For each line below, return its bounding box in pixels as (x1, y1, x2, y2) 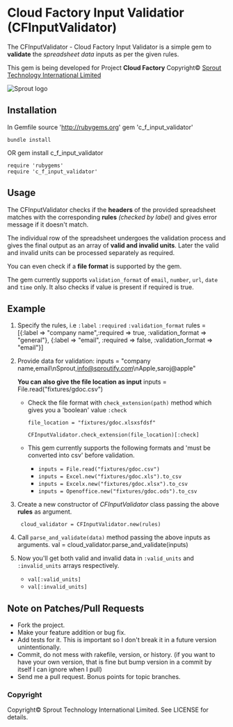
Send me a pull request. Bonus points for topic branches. (17, 673, 181, 681)
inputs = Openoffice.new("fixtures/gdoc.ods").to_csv (38, 488, 198, 495)
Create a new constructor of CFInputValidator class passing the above (17, 500, 220, 509)
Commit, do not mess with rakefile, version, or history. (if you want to (17, 651, 216, 659)
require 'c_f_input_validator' (7, 168, 98, 175)
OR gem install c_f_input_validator (7, 148, 104, 157)
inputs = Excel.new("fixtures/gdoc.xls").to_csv (38, 473, 182, 480)
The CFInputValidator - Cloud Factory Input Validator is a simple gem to (7, 42, 212, 51)
